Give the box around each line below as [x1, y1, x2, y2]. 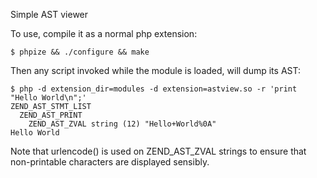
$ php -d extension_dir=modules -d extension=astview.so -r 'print [10, 84, 298, 94]
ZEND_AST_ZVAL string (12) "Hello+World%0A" [28, 119, 217, 129]
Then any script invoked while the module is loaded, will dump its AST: [10, 65, 301, 76]
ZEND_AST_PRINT [19, 110, 83, 120]
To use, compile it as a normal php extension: [10, 28, 198, 39]
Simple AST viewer [10, 9, 89, 20]
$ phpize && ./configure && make [10, 47, 150, 57]
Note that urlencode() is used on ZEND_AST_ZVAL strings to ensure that [10, 145, 307, 157]
